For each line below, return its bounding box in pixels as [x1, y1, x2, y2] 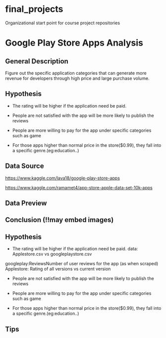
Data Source [5, 162, 44, 170]
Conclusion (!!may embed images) [5, 216, 114, 224]
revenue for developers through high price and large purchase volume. [5, 75, 150, 81]
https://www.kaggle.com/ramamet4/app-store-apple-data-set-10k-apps [5, 184, 153, 190]
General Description [5, 57, 68, 65]
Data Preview [5, 199, 47, 207]
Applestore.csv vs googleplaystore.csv [12, 251, 92, 257]
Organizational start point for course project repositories [5, 20, 120, 26]
